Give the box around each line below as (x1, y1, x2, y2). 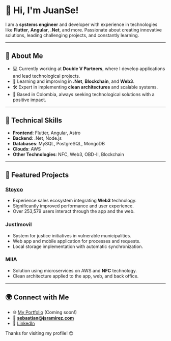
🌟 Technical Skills (5, 116, 63, 125)
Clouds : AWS (12, 146, 41, 152)
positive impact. (12, 97, 47, 103)
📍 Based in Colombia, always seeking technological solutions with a (12, 91, 155, 97)
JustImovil (5, 221, 32, 228)
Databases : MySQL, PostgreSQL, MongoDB (12, 140, 105, 146)
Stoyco (5, 185, 23, 193)
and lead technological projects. (12, 73, 80, 79)
